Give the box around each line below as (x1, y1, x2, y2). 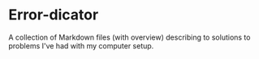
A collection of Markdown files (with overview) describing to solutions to (8, 32, 251, 42)
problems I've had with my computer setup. (8, 40, 154, 50)
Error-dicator (8, 6, 99, 24)
